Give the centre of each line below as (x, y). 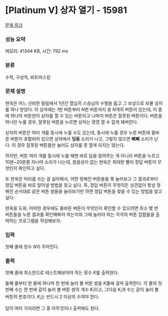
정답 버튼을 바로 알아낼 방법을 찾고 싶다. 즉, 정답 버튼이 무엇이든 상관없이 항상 (80, 185)
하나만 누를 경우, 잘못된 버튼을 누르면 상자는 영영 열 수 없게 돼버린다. (72, 122)
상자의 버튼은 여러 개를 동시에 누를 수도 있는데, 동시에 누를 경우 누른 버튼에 (78, 132)
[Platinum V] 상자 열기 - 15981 (66, 10)
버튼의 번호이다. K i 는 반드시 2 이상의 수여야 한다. (52, 297)
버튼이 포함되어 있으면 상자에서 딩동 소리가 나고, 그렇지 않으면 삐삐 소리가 (82, 138)
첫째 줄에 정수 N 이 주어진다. (32, 247)
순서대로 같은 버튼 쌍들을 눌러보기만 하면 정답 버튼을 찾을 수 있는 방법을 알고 (88, 191)
